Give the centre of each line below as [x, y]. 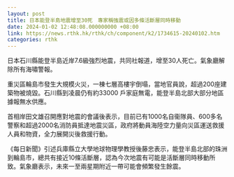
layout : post [26, 14]
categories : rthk [32, 40]
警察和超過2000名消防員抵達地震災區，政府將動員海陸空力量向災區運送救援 [116, 125]
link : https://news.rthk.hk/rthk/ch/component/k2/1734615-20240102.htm [114, 33]
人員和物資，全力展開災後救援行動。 [59, 134]
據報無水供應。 [29, 101]
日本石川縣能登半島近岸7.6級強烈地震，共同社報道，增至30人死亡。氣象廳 [113, 61]
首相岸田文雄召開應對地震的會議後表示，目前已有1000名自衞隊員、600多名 [115, 117]
